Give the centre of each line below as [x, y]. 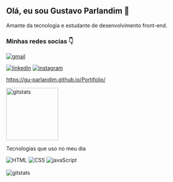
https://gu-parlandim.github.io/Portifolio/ [56, 80]
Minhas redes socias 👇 [40, 41]
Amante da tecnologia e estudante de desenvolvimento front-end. [87, 25]
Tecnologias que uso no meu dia [46, 149]
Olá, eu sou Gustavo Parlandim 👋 [68, 11]
